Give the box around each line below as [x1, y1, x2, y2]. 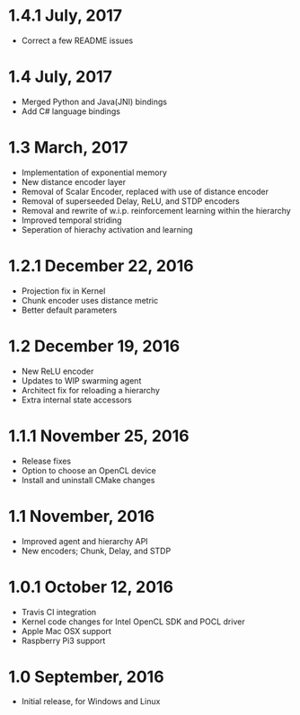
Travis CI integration [21, 606, 97, 617]
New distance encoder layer [21, 176, 127, 187]
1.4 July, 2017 [8, 66, 113, 87]
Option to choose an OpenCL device [21, 464, 156, 476]
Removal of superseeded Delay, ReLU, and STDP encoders [21, 195, 240, 207]
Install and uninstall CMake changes [21, 474, 155, 485]
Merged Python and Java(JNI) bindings [21, 96, 168, 107]
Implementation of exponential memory [21, 167, 168, 178]
